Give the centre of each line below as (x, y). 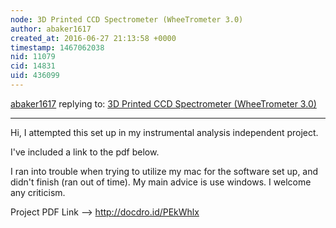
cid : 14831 (33, 66)
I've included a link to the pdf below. (85, 152)
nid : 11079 (33, 57)
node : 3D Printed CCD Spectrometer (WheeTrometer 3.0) (127, 19)
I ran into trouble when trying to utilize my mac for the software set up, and (164, 171)
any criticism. (38, 192)
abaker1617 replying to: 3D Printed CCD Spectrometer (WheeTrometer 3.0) (163, 103)
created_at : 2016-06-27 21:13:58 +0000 (93, 38)
